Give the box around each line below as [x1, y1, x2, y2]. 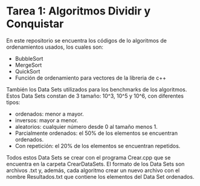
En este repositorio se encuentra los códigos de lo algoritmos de [6, 37, 167, 44]
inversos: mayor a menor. [15, 116, 79, 124]
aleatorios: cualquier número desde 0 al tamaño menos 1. [15, 123, 158, 130]
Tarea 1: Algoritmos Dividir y [6, 4, 151, 18]
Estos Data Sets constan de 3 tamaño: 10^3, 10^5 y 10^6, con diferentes [6, 92, 184, 99]
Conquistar [6, 17, 64, 31]
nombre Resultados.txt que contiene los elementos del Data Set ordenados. [6, 173, 195, 180]
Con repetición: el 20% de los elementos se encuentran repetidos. [15, 142, 181, 149]
